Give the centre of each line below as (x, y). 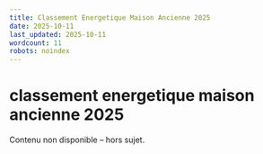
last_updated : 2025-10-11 (57, 34)
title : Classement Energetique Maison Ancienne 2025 (110, 18)
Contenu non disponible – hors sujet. (77, 140)
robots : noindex (39, 51)
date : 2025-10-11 (42, 26)
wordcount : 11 (36, 43)
